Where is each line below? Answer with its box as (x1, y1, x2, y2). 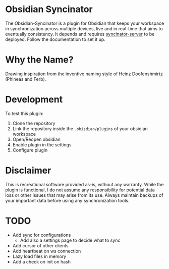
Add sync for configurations (12, 232, 71, 238)
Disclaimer (5, 165, 51, 176)
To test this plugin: (5, 110, 44, 117)
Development (5, 94, 63, 105)
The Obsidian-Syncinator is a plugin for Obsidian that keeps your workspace (5, 20, 164, 26)
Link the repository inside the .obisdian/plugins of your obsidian (12, 125, 148, 132)
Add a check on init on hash (12, 258, 71, 264)
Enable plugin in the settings (12, 141, 72, 147)
